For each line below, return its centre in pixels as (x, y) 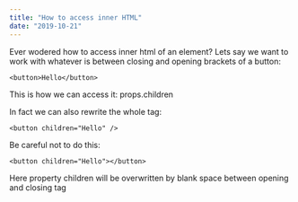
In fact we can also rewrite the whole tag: (86, 111)
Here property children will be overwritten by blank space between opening (149, 178)
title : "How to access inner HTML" (76, 18)
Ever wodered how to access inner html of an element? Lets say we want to (149, 51)
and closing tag (38, 187)
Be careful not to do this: (55, 145)
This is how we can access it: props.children (91, 94)
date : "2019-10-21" (46, 26)
